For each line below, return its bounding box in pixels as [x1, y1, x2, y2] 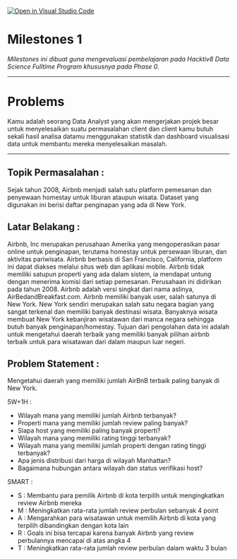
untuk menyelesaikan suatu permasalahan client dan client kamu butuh [7, 124, 214, 133]
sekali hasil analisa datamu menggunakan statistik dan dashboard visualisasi [7, 131, 230, 141]
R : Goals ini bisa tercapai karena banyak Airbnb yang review [17, 529, 194, 537]
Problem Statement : [7, 358, 100, 370]
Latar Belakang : [7, 221, 80, 233]
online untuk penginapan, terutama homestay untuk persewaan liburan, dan [7, 247, 227, 256]
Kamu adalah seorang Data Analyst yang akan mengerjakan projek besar [7, 117, 219, 125]
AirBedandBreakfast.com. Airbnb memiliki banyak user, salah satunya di [7, 292, 217, 300]
